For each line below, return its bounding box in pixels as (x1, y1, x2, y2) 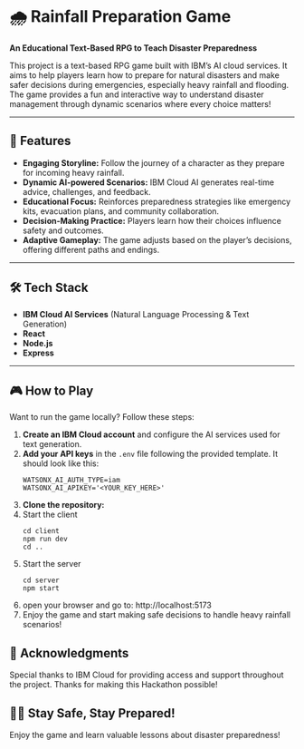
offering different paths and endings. (22, 244, 160, 255)
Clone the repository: (22, 500, 105, 511)
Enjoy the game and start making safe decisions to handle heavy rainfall (22, 609, 291, 620)
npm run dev (22, 535, 68, 544)
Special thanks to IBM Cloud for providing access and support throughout (9, 669, 284, 680)
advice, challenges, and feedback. (22, 186, 151, 197)
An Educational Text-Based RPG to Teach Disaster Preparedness (9, 42, 258, 53)
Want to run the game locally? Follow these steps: (9, 412, 195, 423)
